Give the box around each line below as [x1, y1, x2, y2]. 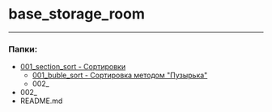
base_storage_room [8, 5, 146, 23]
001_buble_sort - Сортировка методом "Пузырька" [32, 70, 208, 81]
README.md [19, 96, 63, 106]
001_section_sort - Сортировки [19, 62, 126, 72]
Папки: [8, 44, 38, 55]
